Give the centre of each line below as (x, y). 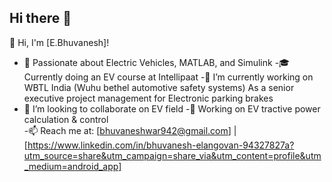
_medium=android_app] (72, 166)
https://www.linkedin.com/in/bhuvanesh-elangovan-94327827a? (161, 145)
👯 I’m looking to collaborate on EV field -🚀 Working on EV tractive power (172, 108)
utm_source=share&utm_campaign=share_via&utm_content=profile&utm (172, 155)
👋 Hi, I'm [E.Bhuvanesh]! (59, 42)
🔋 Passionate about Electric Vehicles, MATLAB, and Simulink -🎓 (156, 62)
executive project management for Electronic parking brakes (148, 98)
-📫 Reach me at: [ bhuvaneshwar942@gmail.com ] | (130, 130)
